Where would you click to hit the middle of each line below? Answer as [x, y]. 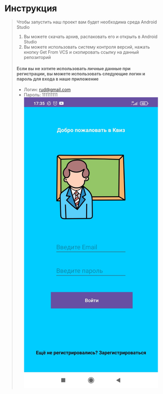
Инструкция [31, 9]
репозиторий [37, 57]
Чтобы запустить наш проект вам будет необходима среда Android [87, 22]
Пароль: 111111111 [41, 95]
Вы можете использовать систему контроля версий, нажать [87, 47]
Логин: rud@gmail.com [47, 90]
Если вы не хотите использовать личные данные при [73, 68]
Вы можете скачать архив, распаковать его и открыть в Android [91, 37]
